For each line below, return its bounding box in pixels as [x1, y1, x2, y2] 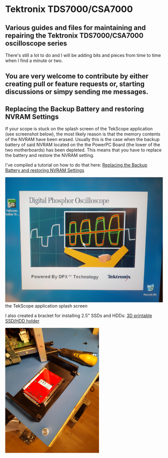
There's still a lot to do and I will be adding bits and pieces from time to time [5, 52, 161, 58]
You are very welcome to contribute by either [5, 72, 149, 80]
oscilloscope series [5, 39, 67, 47]
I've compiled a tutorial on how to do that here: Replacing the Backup [5, 162, 147, 168]
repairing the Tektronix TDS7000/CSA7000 [5, 31, 143, 39]
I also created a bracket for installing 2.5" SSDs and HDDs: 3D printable [5, 312, 152, 318]
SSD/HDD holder [5, 318, 40, 324]
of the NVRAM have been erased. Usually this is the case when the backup [5, 136, 160, 142]
